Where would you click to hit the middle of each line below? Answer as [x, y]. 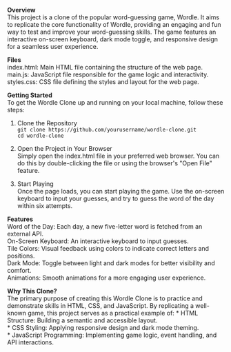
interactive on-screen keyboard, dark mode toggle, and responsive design [113, 39]
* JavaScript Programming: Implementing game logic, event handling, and [112, 335]
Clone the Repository [47, 123]
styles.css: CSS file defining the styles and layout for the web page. [103, 82]
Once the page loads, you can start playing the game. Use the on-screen [121, 191]
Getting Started [30, 95]
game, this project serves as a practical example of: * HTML [113, 313]
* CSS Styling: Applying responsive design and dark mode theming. [103, 328]
